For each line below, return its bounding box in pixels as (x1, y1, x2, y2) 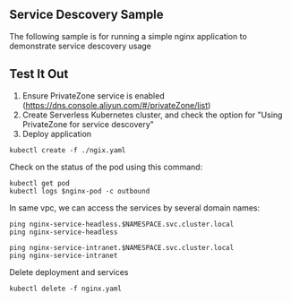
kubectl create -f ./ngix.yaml (9, 145, 126, 155)
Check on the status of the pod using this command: (9, 161, 203, 172)
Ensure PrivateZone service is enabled (21, 90, 165, 101)
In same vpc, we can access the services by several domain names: (9, 202, 261, 213)
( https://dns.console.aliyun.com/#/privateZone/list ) (21, 99, 211, 110)
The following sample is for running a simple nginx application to (9, 30, 248, 41)
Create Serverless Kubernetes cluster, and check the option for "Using (21, 109, 283, 120)
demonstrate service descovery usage (9, 40, 152, 51)
